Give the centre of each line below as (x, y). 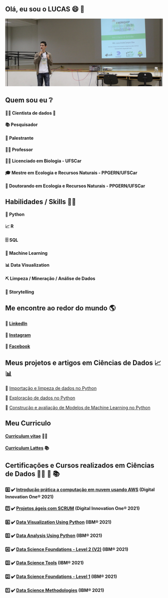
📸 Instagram (18, 335)
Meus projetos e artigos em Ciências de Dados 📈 (83, 363)
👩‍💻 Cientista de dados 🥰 (30, 113)
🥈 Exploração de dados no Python (40, 398)
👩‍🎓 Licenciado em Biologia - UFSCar (43, 161)
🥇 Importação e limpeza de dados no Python (51, 388)
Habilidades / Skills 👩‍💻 (41, 201)
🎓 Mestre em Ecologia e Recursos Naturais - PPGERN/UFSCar (71, 173)
